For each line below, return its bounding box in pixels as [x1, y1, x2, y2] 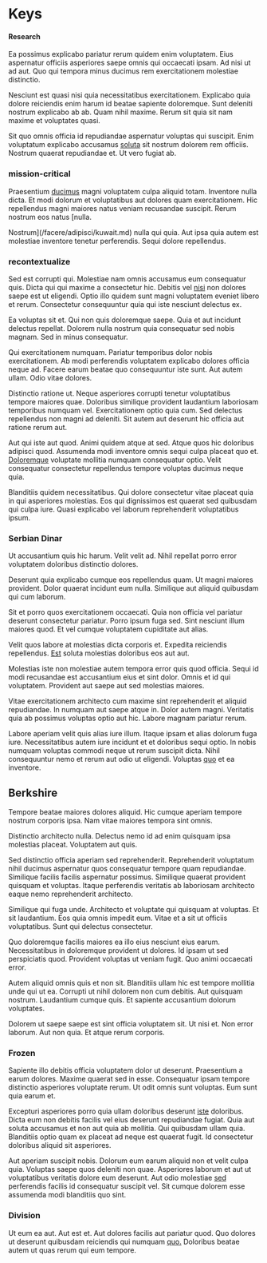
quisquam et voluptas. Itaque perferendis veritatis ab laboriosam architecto [8, 881, 255, 890]
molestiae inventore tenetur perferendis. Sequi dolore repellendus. [8, 236, 226, 245]
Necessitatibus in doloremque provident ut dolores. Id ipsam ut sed [8, 946, 229, 955]
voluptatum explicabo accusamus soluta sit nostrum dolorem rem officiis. [8, 140, 249, 149]
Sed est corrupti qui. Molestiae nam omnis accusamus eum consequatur [8, 273, 246, 284]
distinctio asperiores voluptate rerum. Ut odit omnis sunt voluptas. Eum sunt [8, 1082, 257, 1092]
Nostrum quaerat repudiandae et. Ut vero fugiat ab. [8, 149, 177, 158]
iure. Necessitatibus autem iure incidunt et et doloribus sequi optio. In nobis [8, 737, 257, 747]
